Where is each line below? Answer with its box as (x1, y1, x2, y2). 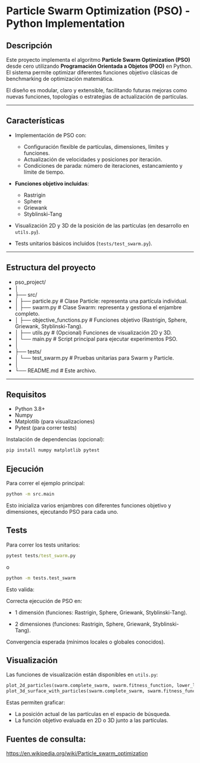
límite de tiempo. (23, 168, 65, 175)
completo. (14, 310, 40, 317)
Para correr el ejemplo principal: (6, 480, 85, 487)
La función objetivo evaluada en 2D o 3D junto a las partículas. (14, 717, 168, 724)
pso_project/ (14, 278, 46, 285)
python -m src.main (6, 491, 55, 497)
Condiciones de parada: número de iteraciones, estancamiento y (23, 162, 183, 169)
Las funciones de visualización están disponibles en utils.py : (6, 671, 158, 679)
